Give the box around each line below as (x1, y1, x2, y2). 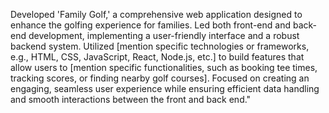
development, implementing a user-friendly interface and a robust (28, 30, 300, 41)
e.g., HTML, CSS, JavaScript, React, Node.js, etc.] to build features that (10, 51, 305, 63)
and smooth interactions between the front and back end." (10, 94, 252, 105)
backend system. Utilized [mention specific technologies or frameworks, (10, 40, 310, 52)
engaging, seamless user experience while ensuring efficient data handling (10, 83, 320, 94)
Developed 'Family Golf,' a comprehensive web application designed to (10, 9, 303, 20)
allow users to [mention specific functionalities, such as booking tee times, (10, 62, 318, 73)
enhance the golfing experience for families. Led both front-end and (10, 19, 291, 31)
